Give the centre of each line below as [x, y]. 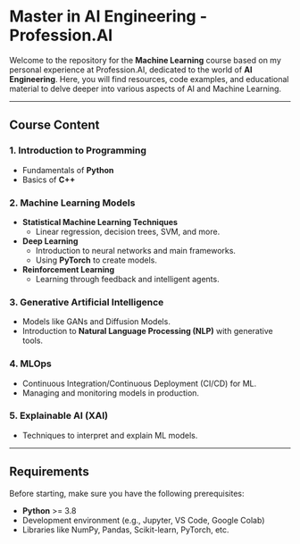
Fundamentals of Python [68, 170]
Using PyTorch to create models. [96, 260]
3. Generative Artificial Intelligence [87, 302]
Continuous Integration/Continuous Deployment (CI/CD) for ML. [139, 383]
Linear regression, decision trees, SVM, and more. [128, 231]
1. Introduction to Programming [78, 151]
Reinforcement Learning [68, 269]
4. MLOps [30, 364]
